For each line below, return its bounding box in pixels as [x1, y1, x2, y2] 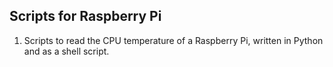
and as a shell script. [23, 45, 110, 57]
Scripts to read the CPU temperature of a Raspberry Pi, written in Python [23, 34, 324, 46]
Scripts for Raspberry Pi [9, 8, 162, 25]
